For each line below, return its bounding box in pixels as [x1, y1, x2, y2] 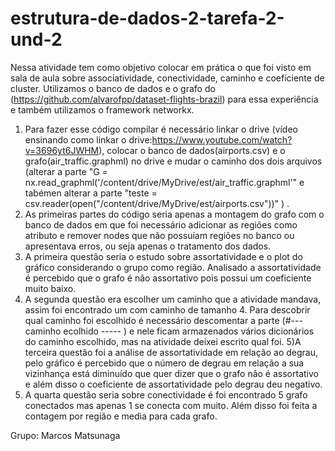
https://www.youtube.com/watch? [151, 133, 293, 146]
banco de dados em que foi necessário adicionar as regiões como [24, 218, 298, 231]
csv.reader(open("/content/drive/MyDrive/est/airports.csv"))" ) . [24, 197, 290, 209]
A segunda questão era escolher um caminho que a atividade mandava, [24, 293, 322, 305]
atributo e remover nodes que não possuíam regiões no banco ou [24, 229, 295, 241]
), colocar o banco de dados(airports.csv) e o [98, 144, 286, 156]
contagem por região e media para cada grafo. [24, 410, 218, 422]
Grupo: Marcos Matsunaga [10, 429, 121, 441]
